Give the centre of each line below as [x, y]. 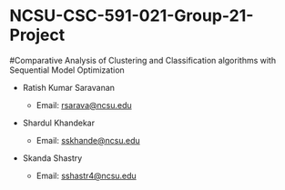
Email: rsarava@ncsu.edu [84, 105]
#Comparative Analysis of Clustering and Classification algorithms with [142, 60]
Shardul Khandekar [59, 123]
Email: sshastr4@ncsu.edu [86, 175]
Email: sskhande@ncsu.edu [88, 140]
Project [37, 35]
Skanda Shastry [52, 158]
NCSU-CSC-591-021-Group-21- [132, 16]
